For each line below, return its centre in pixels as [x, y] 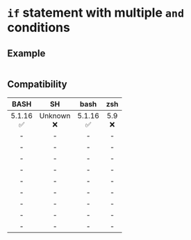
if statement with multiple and [95, 13]
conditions [39, 27]
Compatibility [37, 85]
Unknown [55, 115]
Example [26, 53]
